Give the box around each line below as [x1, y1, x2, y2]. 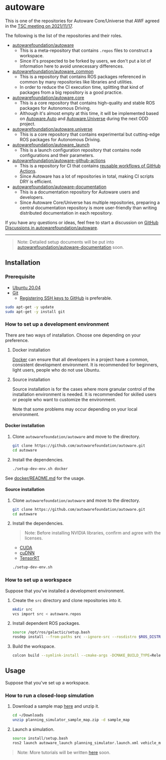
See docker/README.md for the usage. [5, 475, 85, 481]
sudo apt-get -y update [5, 304, 54, 309]
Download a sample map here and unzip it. [12, 703, 100, 709]
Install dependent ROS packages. [12, 620, 81, 626]
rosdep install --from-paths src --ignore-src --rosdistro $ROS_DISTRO [12, 635, 163, 640]
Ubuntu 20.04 [12, 284, 41, 290]
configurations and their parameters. [19, 152, 95, 158]
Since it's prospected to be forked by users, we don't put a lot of [19, 58, 152, 64]
